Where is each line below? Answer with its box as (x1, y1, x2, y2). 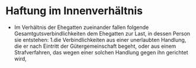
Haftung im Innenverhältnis (5, 4, 143, 18)
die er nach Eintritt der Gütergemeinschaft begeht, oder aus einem (14, 43, 176, 50)
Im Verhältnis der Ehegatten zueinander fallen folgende (14, 24, 149, 31)
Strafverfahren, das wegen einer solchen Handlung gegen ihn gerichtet (14, 48, 188, 56)
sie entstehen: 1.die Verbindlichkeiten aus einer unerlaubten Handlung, (14, 36, 187, 43)
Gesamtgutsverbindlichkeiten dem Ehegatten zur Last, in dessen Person (14, 30, 191, 37)
